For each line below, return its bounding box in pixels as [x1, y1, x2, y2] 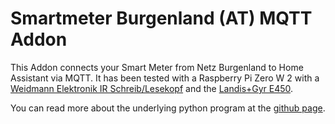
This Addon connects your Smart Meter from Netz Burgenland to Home [10, 61, 304, 73]
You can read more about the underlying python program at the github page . [10, 102, 326, 114]
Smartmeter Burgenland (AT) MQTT [10, 7, 313, 30]
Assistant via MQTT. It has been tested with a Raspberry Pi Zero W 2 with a [10, 72, 320, 84]
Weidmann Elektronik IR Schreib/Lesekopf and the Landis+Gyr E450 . [10, 82, 294, 94]
